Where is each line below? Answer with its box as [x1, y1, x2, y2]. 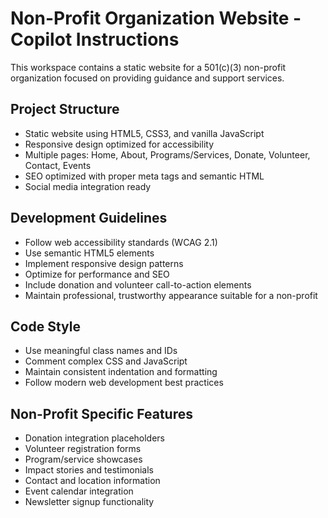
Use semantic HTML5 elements [24, 247, 155, 259]
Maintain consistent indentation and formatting [24, 366, 218, 378]
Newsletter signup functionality [24, 496, 155, 508]
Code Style [10, 318, 81, 335]
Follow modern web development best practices [24, 377, 224, 389]
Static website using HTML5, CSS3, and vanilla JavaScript [24, 127, 265, 139]
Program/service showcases [24, 453, 143, 466]
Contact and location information [24, 475, 161, 487]
